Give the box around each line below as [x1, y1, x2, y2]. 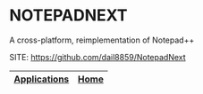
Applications [13, 73, 70, 85]
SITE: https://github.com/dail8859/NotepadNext [9, 51, 186, 62]
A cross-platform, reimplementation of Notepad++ [9, 35, 195, 45]
